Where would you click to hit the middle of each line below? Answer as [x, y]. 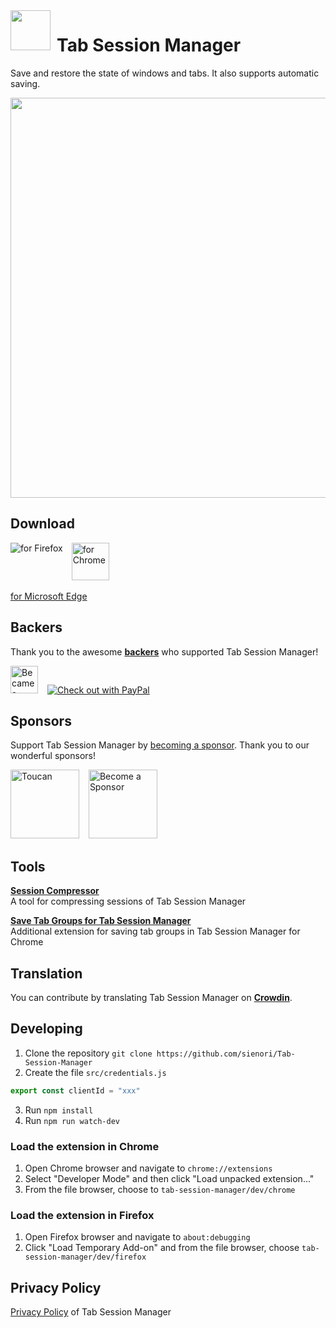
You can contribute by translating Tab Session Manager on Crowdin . [151, 997]
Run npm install [59, 1110]
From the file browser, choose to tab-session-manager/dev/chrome [160, 1189]
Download [42, 524]
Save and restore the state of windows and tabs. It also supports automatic [165, 73]
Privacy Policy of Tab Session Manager [91, 1312]
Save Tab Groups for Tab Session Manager [101, 921]
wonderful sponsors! [53, 756]
